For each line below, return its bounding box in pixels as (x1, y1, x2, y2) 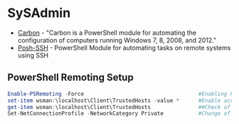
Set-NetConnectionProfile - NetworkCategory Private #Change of (7, 110, 231, 118)
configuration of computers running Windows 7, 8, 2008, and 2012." (17, 35, 217, 44)
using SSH (17, 51, 49, 60)
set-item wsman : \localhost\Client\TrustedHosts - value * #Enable (7, 97, 221, 104)
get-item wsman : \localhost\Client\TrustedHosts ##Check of (7, 103, 231, 111)
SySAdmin (7, 5, 71, 21)
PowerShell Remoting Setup (7, 72, 134, 84)
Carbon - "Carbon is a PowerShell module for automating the (17, 28, 197, 37)
